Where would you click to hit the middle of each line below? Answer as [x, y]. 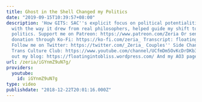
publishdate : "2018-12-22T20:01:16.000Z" [59, 90]
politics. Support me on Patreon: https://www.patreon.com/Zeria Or [99, 34]
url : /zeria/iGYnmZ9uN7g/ [38, 62]
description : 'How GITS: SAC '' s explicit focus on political [84, 23]
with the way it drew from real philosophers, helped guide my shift [100, 28]
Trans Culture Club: [37, 51]
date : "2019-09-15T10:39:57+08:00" [51, 17]
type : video [21, 85]
